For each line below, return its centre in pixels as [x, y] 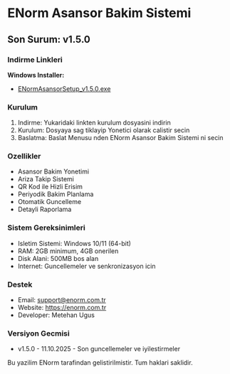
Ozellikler [24, 156]
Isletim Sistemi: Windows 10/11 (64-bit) [74, 243]
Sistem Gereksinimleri [46, 228]
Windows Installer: [36, 75]
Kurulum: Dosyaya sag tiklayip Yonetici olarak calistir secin [104, 130]
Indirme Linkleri [35, 60]
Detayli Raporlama [45, 209]
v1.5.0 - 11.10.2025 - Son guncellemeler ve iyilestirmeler [99, 349]
